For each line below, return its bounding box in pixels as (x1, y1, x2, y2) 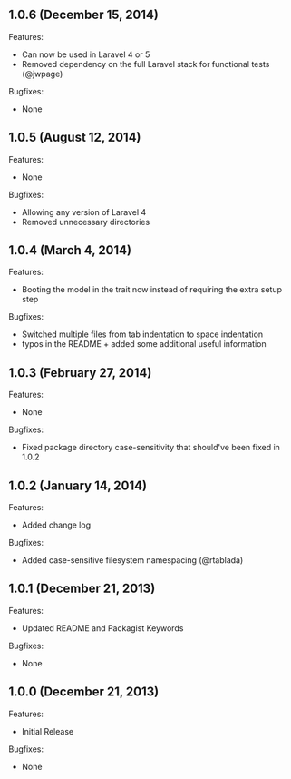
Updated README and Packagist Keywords (21, 622, 184, 634)
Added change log (21, 519, 92, 530)
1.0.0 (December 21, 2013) (8, 685, 160, 700)
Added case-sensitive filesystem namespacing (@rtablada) (21, 555, 244, 566)
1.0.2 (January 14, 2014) (8, 478, 147, 493)
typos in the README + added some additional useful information (21, 339, 267, 350)
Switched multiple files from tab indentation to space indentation (21, 329, 264, 340)
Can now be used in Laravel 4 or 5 (21, 49, 150, 60)
